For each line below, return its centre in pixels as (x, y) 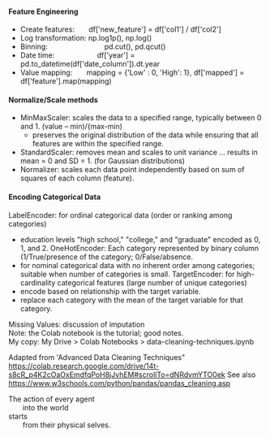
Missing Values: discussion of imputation (77, 324)
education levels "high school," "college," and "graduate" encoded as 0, (140, 239)
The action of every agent (51, 399)
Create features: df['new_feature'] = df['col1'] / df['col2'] (120, 29)
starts (18, 416)
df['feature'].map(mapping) (66, 81)
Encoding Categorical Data (55, 197)
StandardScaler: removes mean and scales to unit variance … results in (139, 152)
